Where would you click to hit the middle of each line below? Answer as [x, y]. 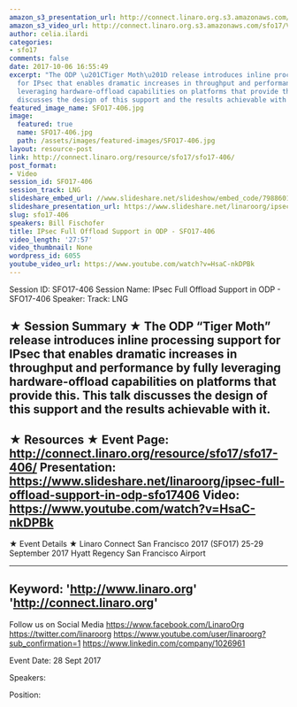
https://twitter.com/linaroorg [61, 634]
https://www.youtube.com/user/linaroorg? [190, 634]
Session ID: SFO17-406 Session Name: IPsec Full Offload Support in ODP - [145, 289]
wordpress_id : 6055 [45, 256]
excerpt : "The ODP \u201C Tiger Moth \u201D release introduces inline [140, 75]
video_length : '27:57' [51, 240]
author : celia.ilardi [49, 34]
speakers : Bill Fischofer [57, 223]
